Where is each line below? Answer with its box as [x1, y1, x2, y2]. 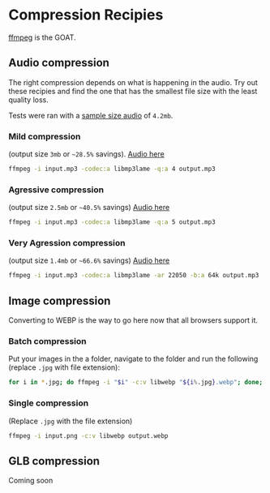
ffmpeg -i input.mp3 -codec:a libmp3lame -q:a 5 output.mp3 [8, 218, 216, 226]
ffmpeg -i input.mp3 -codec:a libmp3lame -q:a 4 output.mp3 [8, 165, 216, 174]
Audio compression [8, 56, 109, 70]
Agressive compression [8, 184, 104, 195]
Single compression [8, 397, 89, 409]
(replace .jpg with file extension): [8, 362, 120, 372]
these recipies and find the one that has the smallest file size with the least [8, 86, 258, 96]
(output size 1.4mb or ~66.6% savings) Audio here [8, 255, 170, 265]
